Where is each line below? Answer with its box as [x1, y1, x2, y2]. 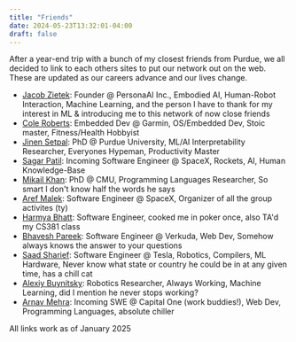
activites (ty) [21, 203, 68, 214]
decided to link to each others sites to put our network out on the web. [9, 63, 267, 74]
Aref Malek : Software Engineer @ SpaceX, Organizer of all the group [21, 193, 273, 204]
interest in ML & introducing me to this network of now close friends [21, 108, 270, 120]
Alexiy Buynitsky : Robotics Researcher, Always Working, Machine [21, 278, 261, 289]
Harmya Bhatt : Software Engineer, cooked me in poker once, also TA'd [21, 212, 279, 222]
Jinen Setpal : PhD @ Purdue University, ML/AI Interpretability [21, 136, 245, 147]
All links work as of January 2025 [9, 323, 131, 334]
